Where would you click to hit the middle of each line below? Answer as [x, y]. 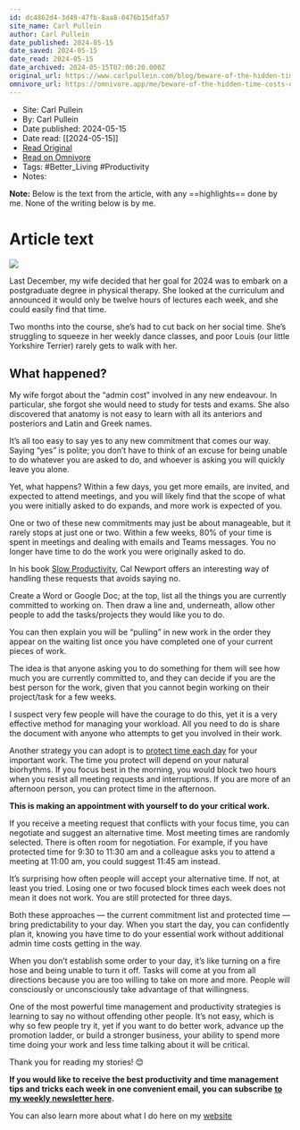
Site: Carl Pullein [52, 109]
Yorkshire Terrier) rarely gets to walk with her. [93, 345]
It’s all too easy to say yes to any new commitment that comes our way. [140, 441]
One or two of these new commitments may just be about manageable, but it [150, 523]
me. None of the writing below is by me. [83, 203]
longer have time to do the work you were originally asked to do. [128, 552]
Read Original [47, 148]
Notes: [34, 176]
